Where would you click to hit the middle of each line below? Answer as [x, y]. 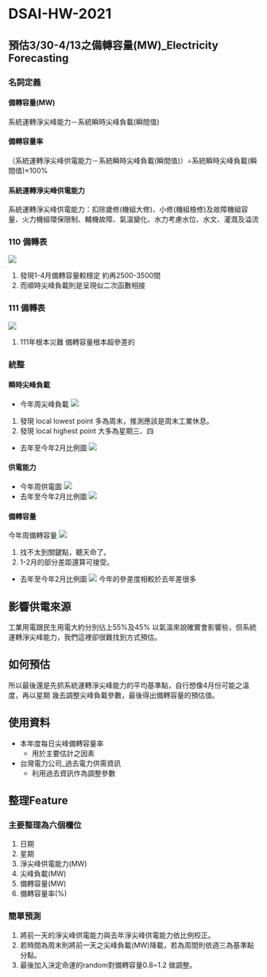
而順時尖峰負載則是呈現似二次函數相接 [82, 285]
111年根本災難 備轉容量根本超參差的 [77, 342]
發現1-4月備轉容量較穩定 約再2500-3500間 [90, 276]
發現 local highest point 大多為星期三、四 [87, 431]
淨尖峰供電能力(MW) [53, 864]
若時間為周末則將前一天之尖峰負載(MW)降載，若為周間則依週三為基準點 [137, 945]
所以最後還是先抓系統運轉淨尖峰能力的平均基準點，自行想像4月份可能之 [126, 685]
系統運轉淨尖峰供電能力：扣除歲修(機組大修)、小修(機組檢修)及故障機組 [125, 209]
